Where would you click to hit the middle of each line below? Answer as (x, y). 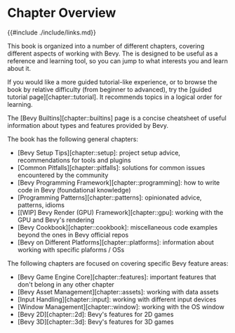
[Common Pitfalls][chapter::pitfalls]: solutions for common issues (111, 167)
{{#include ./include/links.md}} (52, 32)
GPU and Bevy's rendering (56, 220)
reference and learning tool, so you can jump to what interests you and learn (117, 60)
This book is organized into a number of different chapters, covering (106, 46)
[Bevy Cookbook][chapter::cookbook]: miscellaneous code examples (117, 227)
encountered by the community (63, 175)
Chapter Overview (62, 13)
